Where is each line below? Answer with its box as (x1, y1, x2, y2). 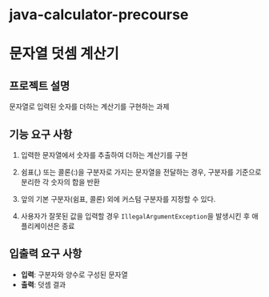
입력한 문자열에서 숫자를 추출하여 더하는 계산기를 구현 (20, 151, 188, 159)
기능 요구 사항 (9, 127, 73, 141)
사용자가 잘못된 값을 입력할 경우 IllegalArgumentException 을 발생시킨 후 (20, 211, 251, 221)
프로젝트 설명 (9, 78, 70, 93)
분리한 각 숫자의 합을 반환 (20, 178, 101, 187)
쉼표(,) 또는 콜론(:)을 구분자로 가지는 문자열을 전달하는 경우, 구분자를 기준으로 (20, 167, 262, 177)
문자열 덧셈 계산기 (9, 45, 119, 63)
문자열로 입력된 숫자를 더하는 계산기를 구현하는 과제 (9, 102, 170, 111)
